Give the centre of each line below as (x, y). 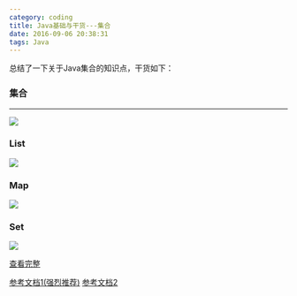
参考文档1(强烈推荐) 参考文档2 (64, 283)
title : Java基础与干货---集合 (60, 26)
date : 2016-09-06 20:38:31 (59, 34)
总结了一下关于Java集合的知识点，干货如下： (91, 68)
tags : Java (29, 42)
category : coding (41, 17)
